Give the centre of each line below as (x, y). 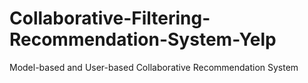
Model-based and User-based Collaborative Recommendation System (154, 67)
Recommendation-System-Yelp (143, 39)
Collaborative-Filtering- (110, 18)
